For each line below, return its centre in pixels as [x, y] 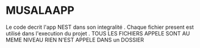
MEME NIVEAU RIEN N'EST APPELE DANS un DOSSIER [75, 40]
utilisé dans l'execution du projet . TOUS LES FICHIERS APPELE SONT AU [98, 33]
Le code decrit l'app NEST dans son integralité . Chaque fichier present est [100, 27]
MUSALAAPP [40, 10]
